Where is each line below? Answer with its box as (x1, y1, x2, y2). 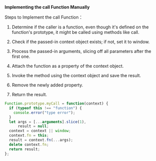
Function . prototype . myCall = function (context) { (4, 101, 109, 106)
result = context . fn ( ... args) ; (9, 137, 73, 142)
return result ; (9, 147, 40, 152)
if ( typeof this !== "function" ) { (9, 106, 82, 110)
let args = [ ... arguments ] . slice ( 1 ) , (9, 119, 87, 124)
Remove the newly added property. (11, 82, 83, 88)
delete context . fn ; (9, 142, 49, 147)
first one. (11, 54, 31, 59)
